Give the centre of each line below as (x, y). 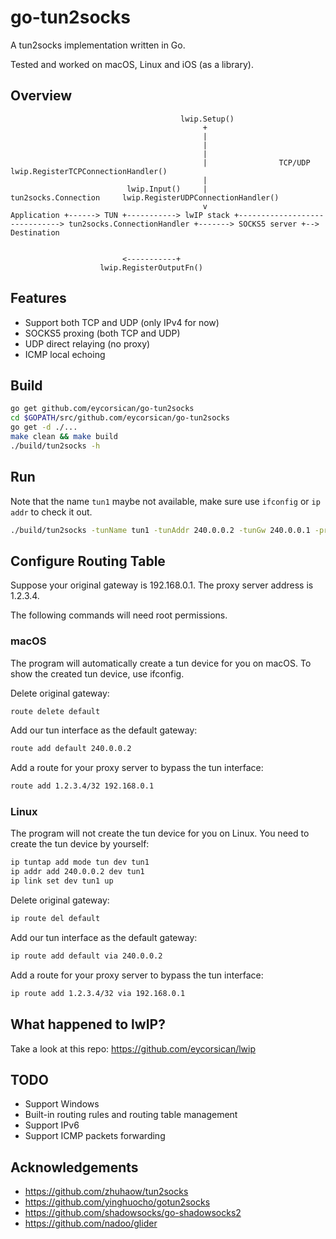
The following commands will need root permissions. (119, 615)
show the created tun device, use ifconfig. (97, 673)
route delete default (55, 711)
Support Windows (62, 1104)
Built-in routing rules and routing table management (131, 1115)
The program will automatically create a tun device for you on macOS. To (161, 663)
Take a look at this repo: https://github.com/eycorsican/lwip (133, 1048)
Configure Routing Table (88, 561)
